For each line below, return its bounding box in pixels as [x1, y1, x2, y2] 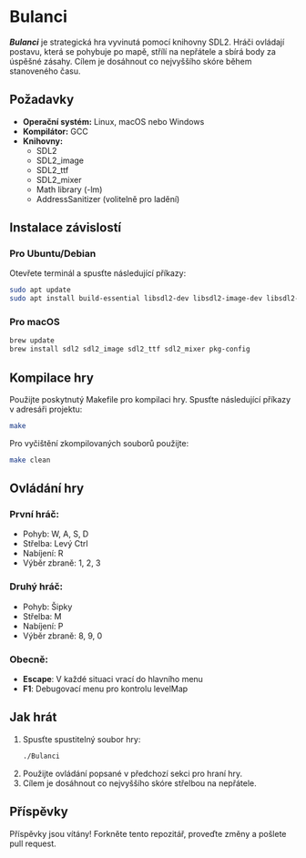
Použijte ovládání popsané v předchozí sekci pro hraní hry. [22, 768, 243, 779]
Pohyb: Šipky [22, 601, 73, 612]
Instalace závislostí [9, 220, 122, 236]
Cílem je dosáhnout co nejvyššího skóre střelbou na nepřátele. [22, 777, 257, 789]
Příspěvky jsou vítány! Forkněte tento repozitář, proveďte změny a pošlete [9, 828, 287, 839]
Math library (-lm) [36, 184, 103, 195]
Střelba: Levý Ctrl [22, 538, 88, 549]
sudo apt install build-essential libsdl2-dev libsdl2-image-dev [9, 294, 262, 303]
